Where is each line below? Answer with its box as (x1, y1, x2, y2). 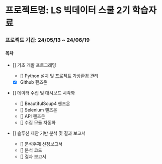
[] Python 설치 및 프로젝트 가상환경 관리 (20, 73, 99, 79)
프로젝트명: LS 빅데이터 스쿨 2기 (5, 5, 130, 16)
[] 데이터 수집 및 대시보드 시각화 (12, 90, 75, 96)
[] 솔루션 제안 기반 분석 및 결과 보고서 (12, 130, 86, 136)
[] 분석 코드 (20, 147, 43, 153)
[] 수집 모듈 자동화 (20, 120, 56, 126)
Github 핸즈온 (20, 79, 48, 85)
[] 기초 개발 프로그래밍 (12, 62, 56, 68)
